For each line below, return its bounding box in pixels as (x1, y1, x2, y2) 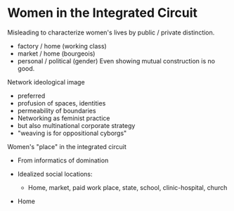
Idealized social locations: (17, 170, 93, 178)
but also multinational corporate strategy (17, 121, 136, 129)
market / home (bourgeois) (17, 49, 96, 58)
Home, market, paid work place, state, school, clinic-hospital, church (27, 183, 228, 191)
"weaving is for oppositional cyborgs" (17, 129, 127, 137)
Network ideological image (7, 77, 86, 86)
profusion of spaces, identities (17, 98, 106, 107)
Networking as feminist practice (17, 114, 110, 122)
